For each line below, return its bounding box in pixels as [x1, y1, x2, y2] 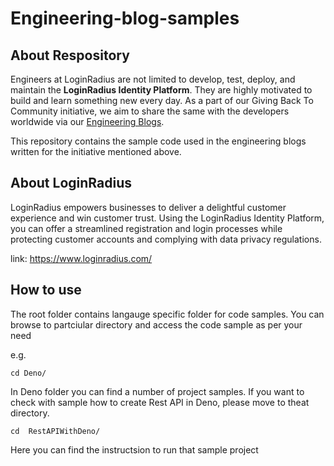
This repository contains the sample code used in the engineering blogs [10, 135, 307, 147]
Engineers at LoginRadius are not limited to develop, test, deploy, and [10, 73, 296, 85]
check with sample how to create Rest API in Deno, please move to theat [10, 396, 310, 408]
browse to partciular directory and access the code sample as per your [10, 318, 303, 331]
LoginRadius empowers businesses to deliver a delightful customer [10, 201, 287, 213]
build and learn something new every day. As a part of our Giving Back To [10, 95, 314, 106]
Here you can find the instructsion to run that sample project [10, 443, 259, 456]
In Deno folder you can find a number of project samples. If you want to [10, 385, 305, 397]
